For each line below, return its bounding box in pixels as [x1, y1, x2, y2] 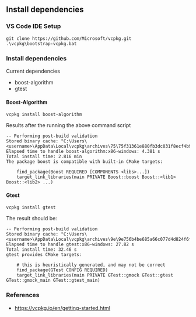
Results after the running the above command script [6, 122, 131, 129]
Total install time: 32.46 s [6, 247, 77, 253]
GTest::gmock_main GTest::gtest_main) [6, 278, 100, 284]
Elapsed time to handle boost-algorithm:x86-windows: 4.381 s [6, 149, 160, 155]
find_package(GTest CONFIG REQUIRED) [16, 267, 108, 273]
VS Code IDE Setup [6, 22, 61, 30]
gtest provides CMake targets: [6, 252, 82, 258]
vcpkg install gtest [6, 204, 57, 210]
